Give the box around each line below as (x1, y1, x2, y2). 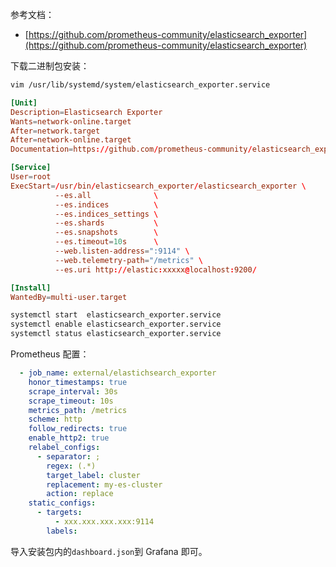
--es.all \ (54, 190, 159, 200)
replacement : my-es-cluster (46, 479, 163, 490)
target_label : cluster (46, 470, 141, 480)
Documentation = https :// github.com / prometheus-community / (10, 144, 253, 155)
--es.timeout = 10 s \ (54, 237, 159, 247)
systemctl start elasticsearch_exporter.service (10, 310, 222, 320)
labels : (46, 526, 78, 536)
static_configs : (28, 498, 97, 508)
